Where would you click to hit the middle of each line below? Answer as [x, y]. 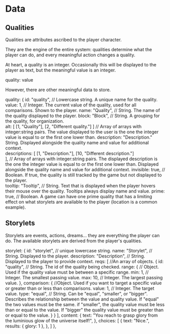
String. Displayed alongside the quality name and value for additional [77, 143]
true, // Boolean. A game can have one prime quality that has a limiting [79, 196]
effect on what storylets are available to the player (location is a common [81, 202]
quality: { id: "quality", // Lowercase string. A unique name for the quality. [81, 100]
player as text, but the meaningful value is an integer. [61, 70]
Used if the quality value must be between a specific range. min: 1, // [77, 272]
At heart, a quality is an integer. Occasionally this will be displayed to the [81, 65]
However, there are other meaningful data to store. [58, 90]
